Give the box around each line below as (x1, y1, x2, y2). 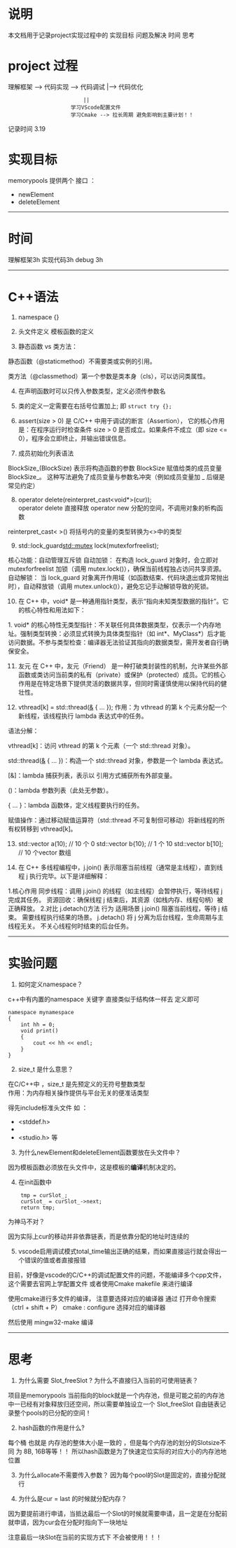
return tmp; (20, 1204, 55, 1211)
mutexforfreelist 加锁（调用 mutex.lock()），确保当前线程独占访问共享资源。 (8, 565, 225, 573)
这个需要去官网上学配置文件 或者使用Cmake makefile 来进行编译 (8, 1279, 193, 1287)
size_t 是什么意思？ (18, 1065, 74, 1073)
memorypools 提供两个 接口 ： (8, 176, 97, 184)
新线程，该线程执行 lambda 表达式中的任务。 (18, 712, 148, 720)
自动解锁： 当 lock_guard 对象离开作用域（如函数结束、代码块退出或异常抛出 (8, 573, 229, 581)
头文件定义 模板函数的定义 (18, 327, 94, 336)
